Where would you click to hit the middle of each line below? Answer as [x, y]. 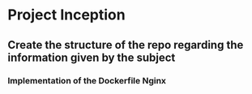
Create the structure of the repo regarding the [126, 45]
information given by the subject [92, 57]
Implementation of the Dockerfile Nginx [87, 80]
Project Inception [67, 15]
